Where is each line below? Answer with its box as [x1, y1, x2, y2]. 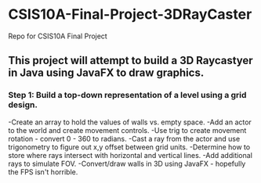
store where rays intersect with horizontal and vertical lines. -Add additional [8, 150, 253, 160]
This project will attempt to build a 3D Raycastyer [8, 54, 253, 67]
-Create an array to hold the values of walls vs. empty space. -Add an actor [8, 117, 252, 127]
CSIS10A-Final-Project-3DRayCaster [8, 5, 252, 23]
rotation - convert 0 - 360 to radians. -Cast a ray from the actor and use [8, 134, 241, 143]
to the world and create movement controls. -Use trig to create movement [8, 125, 247, 135]
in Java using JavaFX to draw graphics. [8, 66, 205, 80]
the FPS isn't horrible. [8, 167, 78, 177]
